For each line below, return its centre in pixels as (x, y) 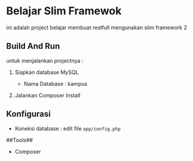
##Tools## (19, 140)
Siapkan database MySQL (47, 72)
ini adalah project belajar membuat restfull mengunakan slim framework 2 (96, 27)
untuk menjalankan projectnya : (45, 60)
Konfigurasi (28, 114)
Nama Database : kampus (56, 83)
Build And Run (33, 46)
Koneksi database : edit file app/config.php (68, 128)
